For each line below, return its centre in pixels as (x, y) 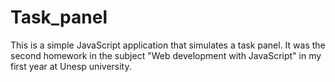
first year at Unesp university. (71, 66)
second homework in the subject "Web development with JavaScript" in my (166, 55)
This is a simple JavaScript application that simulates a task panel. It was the (168, 45)
